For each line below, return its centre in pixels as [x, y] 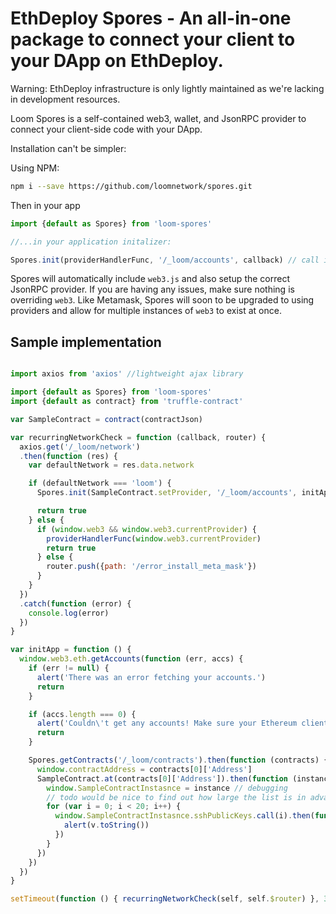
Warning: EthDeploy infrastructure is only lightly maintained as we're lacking [167, 88]
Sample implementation [86, 342]
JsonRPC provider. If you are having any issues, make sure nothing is [152, 289]
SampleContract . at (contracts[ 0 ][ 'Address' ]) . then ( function [162, 778]
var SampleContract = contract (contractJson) [106, 419]
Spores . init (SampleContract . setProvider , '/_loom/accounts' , [167, 493]
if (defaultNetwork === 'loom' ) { [100, 483]
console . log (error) [69, 613]
